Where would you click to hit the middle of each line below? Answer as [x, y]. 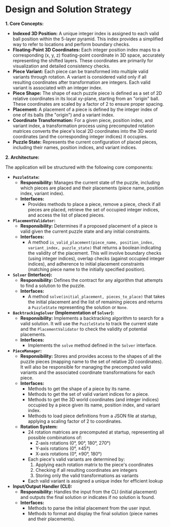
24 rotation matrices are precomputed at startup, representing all [96, 432]
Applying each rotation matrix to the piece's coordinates [94, 464]
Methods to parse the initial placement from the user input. [89, 508]
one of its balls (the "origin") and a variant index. [63, 115]
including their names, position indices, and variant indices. [75, 147]
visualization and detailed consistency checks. [61, 66]
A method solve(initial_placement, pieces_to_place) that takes [96, 296]
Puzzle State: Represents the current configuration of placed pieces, [85, 142]
